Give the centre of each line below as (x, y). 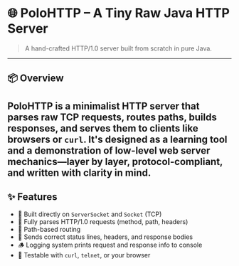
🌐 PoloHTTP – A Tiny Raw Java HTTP (118, 13)
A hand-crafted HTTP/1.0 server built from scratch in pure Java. (118, 48)
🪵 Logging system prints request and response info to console (110, 245)
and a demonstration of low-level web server (109, 150)
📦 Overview (36, 79)
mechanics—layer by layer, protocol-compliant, (115, 161)
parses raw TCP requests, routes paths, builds (112, 117)
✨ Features (32, 197)
